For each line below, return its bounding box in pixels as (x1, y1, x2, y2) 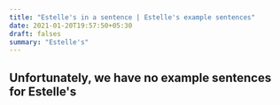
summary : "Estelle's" (9, 37, 89, 47)
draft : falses (9, 29, 62, 38)
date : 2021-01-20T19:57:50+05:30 (9, 21, 133, 30)
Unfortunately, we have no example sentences (9, 70, 272, 85)
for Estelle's (9, 84, 77, 99)
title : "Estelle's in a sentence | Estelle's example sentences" (9, 12, 255, 22)
